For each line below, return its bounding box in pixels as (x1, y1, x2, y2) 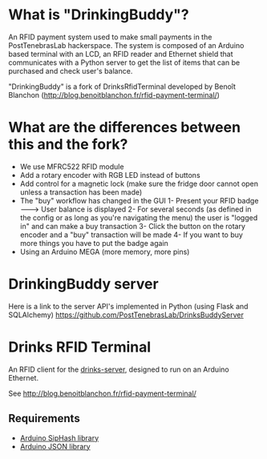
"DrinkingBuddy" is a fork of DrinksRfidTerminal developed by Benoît (8, 82, 237, 91)
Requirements (8, 412, 80, 425)
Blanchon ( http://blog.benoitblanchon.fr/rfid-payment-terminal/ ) (8, 90, 220, 99)
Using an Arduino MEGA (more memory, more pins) (19, 247, 190, 256)
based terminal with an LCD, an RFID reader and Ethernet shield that (8, 49, 233, 58)
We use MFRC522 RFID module (19, 162, 124, 171)
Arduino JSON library (19, 441, 91, 451)
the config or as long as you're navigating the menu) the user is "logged (19, 212, 258, 222)
